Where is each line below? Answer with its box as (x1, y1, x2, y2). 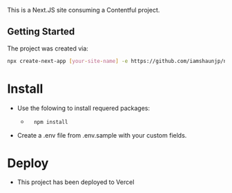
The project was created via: (7, 44, 88, 53)
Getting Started (7, 26, 75, 37)
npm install (33, 118, 68, 125)
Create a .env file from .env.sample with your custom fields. (17, 131, 187, 139)
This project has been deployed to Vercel (17, 178, 135, 186)
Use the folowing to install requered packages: (17, 104, 151, 112)
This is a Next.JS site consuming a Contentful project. (7, 6, 160, 14)
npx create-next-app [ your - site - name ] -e (7, 57, 128, 64)
